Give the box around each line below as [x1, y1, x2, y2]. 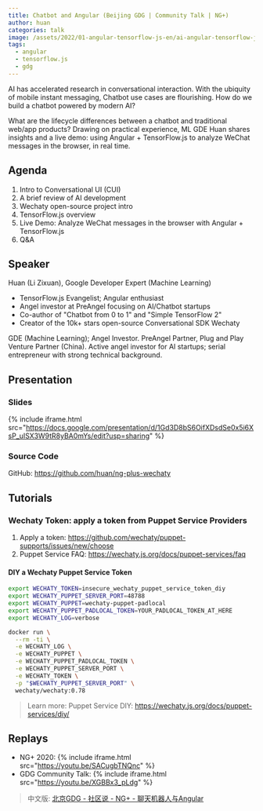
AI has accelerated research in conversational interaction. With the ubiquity [8, 84, 250, 93]
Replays [8, 732, 49, 745]
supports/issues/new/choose [19, 541, 114, 550]
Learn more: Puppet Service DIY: [27, 700, 133, 711]
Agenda [8, 164, 48, 177]
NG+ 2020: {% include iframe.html [19, 753, 131, 762]
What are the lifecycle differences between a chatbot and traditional [8, 115, 227, 126]
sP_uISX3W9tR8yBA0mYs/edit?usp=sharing [8, 431, 150, 440]
